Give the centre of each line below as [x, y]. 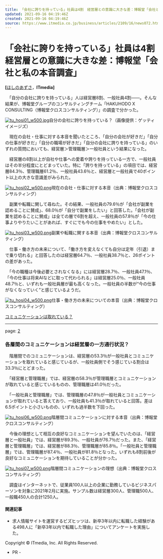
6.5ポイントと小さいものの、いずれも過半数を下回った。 [61, 407]
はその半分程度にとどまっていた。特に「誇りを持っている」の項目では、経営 [81, 165]
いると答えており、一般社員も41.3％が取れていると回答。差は [91, 401]
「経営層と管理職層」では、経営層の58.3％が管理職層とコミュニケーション [82, 379]
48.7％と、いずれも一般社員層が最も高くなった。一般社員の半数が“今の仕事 [81, 284]
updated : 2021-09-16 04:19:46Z [37, 14]
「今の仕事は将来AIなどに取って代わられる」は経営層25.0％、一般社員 [75, 278]
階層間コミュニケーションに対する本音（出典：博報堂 [104, 417]
